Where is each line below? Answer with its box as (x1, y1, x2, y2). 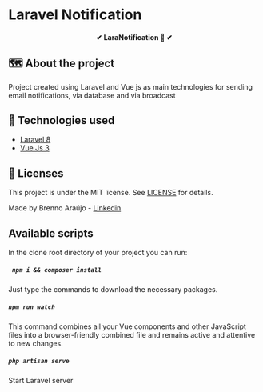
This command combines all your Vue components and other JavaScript (8, 322, 246, 331)
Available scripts (8, 226, 94, 240)
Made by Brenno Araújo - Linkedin (8, 203, 122, 213)
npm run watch (8, 302, 56, 311)
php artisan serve (8, 357, 70, 365)
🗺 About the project (8, 57, 114, 70)
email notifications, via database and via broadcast (8, 90, 176, 100)
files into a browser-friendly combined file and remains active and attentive (8, 330, 256, 339)
